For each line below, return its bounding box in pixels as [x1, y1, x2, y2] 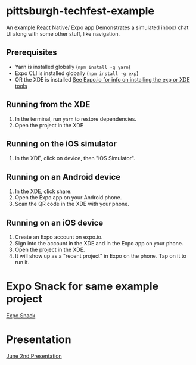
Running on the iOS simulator [6, 139, 117, 149]
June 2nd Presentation [6, 352, 63, 360]
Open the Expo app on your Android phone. [14, 194, 122, 201]
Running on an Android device [6, 171, 121, 182]
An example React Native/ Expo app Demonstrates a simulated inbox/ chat [6, 24, 189, 31]
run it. [14, 259, 30, 266]
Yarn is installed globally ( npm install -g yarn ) [14, 63, 131, 70]
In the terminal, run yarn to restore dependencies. [14, 115, 137, 123]
